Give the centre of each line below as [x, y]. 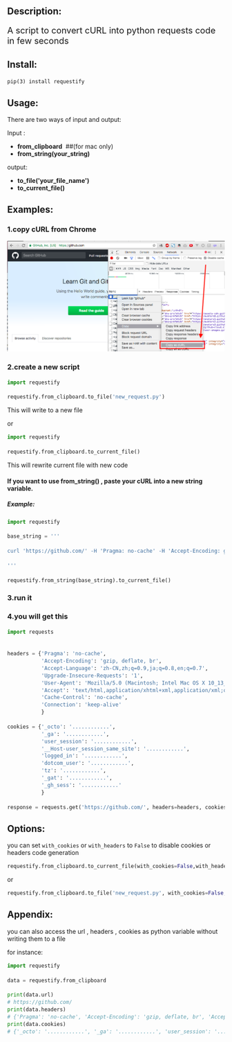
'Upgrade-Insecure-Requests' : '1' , [92, 675]
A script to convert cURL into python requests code [112, 31]
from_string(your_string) [54, 154]
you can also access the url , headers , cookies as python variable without [113, 931]
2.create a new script [43, 367]
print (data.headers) [37, 1010]
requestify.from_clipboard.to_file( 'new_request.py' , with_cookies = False [116, 893]
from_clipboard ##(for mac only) [65, 147]
